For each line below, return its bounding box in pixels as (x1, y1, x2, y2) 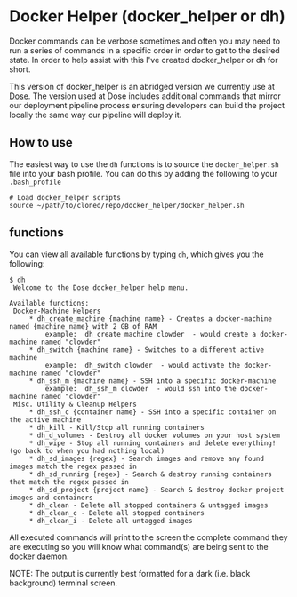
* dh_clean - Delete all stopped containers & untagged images (28, 500, 269, 510)
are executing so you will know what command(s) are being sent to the (9, 541, 269, 552)
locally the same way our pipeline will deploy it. (9, 109, 182, 120)
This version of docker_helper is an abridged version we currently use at (9, 81, 276, 92)
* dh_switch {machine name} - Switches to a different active (28, 345, 265, 354)
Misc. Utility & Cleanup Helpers (12, 400, 138, 409)
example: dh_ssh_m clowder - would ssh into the (44, 384, 237, 393)
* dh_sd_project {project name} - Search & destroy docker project (28, 485, 285, 494)
